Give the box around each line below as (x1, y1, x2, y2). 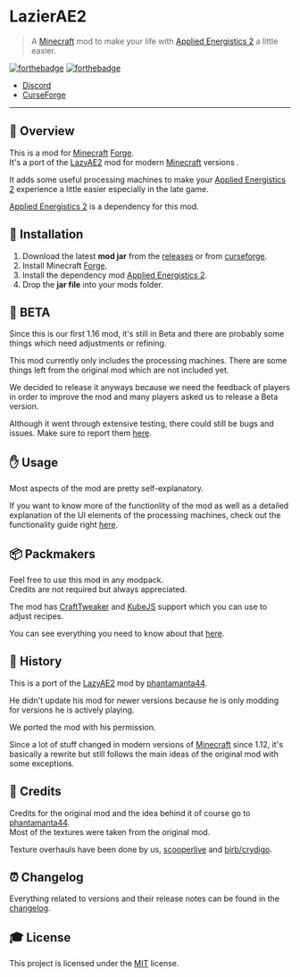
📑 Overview (9, 123, 75, 139)
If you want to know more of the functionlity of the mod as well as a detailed (9, 500, 289, 511)
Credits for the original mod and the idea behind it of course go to (9, 807, 251, 818)
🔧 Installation (9, 227, 84, 242)
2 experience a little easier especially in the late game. (9, 183, 210, 194)
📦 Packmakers (9, 547, 96, 562)
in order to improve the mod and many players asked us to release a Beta (9, 391, 279, 403)
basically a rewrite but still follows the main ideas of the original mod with (9, 748, 279, 759)
